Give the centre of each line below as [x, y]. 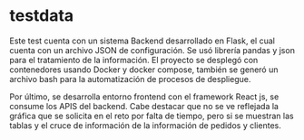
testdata [42, 16]
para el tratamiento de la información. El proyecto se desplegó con [134, 60]
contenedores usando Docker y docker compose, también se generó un [144, 70]
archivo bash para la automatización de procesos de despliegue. [130, 79]
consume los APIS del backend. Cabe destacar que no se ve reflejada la [144, 106]
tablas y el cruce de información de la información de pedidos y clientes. [145, 125]
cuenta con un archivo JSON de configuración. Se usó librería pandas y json [152, 50]
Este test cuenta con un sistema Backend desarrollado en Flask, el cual [142, 41]
